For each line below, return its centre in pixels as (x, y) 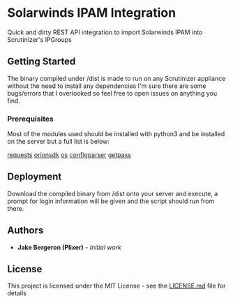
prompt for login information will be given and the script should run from (111, 201)
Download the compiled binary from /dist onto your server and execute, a (113, 193)
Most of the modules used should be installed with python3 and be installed (116, 134)
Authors (25, 231)
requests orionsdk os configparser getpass (69, 155)
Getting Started (42, 62)
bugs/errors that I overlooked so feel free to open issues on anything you (112, 93)
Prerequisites (30, 119)
